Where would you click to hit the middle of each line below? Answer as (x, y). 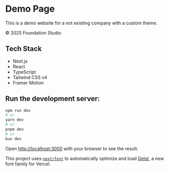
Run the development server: (53, 99)
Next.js (20, 61)
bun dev (14, 139)
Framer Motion (28, 82)
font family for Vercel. (28, 164)
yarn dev (15, 120)
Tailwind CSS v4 (30, 77)
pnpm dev (15, 130)
